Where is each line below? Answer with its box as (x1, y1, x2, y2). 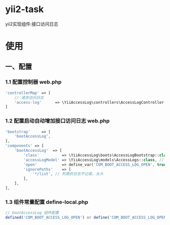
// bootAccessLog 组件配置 (5, 210, 59, 215)
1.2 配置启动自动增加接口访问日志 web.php (5, 117, 110, 124)
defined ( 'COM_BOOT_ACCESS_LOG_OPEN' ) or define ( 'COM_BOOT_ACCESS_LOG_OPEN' (5, 215, 168, 220)
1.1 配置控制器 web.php (5, 78, 62, 85)
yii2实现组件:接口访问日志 (5, 21, 59, 27)
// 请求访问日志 (14, 95, 44, 100)
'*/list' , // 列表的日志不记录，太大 (32, 171, 104, 176)
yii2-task (5, 4, 44, 15)
